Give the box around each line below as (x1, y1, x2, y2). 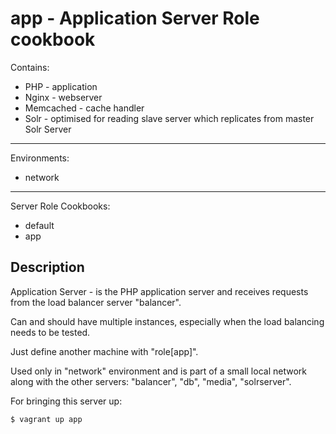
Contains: (10, 61, 50, 73)
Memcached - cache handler (24, 102, 145, 114)
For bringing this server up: (10, 395, 123, 407)
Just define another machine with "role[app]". (10, 345, 199, 357)
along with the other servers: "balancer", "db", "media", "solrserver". (10, 375, 292, 387)
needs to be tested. (10, 326, 91, 338)
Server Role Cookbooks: (10, 200, 111, 212)
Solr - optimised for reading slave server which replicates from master (24, 112, 315, 124)
